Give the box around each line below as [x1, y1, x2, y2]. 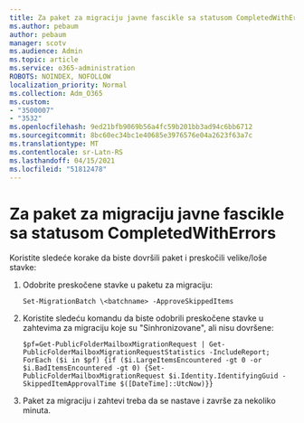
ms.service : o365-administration [9, 64, 136, 73]
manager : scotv [9, 38, 67, 48]
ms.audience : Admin [9, 47, 83, 56]
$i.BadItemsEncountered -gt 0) [22, 363, 141, 373]
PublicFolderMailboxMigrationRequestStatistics [22, 348, 205, 357]
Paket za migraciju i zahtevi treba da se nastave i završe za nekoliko [22, 395, 276, 407]
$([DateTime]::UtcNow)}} [119, 380, 214, 389]
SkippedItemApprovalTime [22, 380, 117, 389]
